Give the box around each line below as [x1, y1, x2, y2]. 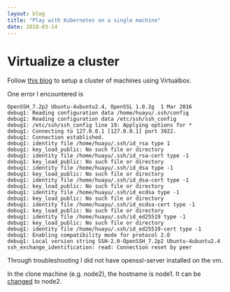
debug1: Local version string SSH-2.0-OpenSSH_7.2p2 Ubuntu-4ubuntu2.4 [7, 238, 220, 245]
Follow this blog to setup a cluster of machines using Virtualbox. [7, 76, 192, 85]
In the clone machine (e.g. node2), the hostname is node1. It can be [7, 270, 201, 278]
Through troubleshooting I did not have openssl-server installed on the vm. [7, 256, 224, 265]
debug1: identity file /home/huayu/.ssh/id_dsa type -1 [7, 165, 173, 172]
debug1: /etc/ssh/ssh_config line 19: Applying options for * [7, 122, 192, 129]
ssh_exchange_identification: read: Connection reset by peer [7, 244, 192, 251]
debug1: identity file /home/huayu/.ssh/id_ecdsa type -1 [7, 189, 180, 196]
